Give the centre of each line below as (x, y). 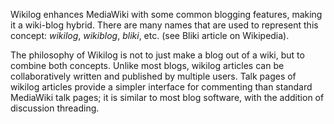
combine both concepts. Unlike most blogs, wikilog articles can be (147, 65)
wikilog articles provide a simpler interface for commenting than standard (161, 87)
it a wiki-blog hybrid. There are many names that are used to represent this (164, 25)
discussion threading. (55, 108)
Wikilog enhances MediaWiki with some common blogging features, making (166, 14)
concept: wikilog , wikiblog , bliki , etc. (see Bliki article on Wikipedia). (150, 35)
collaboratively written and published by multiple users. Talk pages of (153, 76)
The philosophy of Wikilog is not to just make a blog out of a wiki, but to (157, 55)
